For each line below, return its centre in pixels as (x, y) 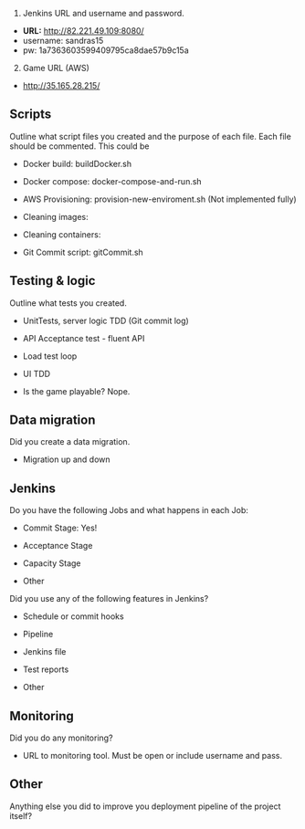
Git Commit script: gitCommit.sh (83, 252)
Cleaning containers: (62, 234)
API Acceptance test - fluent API (84, 338)
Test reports (46, 669)
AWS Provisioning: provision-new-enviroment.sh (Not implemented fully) (159, 199)
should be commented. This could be (79, 146)
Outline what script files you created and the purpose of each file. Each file (151, 136)
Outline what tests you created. (68, 303)
